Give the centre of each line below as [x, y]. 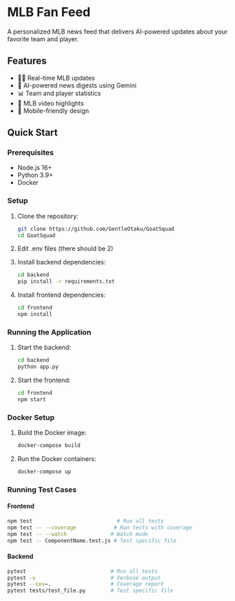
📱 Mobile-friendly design [53, 111]
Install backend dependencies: [62, 262]
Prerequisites [30, 153]
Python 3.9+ [35, 175]
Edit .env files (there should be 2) [65, 248]
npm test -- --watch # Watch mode [78, 534]
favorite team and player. [43, 38]
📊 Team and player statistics [59, 93]
